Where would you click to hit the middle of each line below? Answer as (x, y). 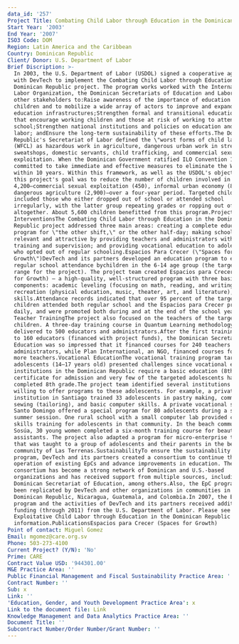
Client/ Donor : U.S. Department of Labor (70, 60)
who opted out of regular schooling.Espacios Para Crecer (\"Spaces (117, 252)
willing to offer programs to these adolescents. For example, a (113, 391)
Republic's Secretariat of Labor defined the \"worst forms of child (119, 139)
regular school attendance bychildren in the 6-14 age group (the (114, 265)
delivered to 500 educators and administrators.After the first (111, 332)
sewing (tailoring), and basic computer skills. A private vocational (121, 404)
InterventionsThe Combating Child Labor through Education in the (114, 219)
